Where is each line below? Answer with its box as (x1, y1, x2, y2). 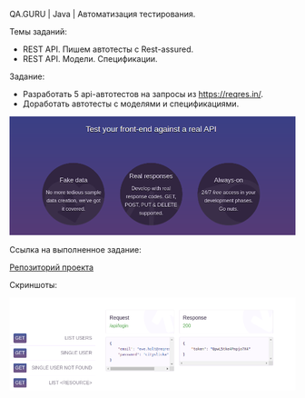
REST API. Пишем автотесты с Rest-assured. (22, 44, 194, 55)
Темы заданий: (9, 26, 68, 36)
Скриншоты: (9, 279, 57, 290)
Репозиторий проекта (9, 262, 93, 273)
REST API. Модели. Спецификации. (22, 54, 158, 64)
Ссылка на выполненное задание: (9, 244, 143, 254)
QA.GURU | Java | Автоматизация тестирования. (9, 9, 196, 19)
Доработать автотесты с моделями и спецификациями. (22, 98, 240, 109)
